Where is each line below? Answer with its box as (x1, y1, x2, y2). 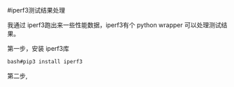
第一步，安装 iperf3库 (7, 45, 70, 52)
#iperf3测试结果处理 (7, 6, 66, 14)
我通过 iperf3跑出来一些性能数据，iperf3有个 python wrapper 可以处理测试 (7, 21, 221, 29)
